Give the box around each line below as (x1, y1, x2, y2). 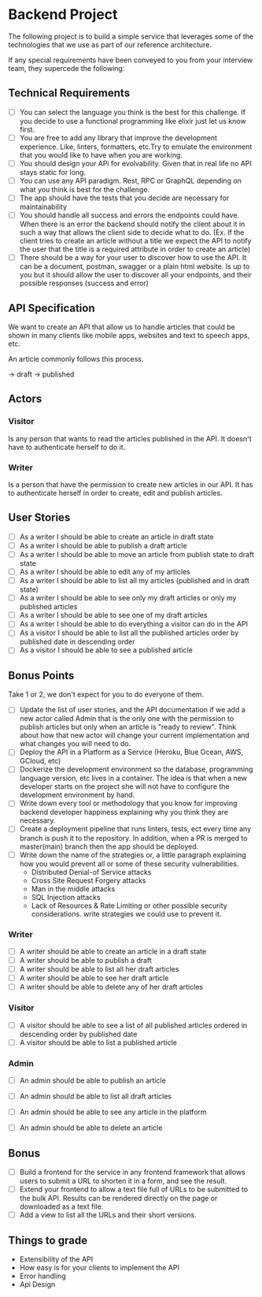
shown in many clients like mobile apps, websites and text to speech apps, (8, 331, 250, 340)
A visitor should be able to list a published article (19, 1038, 177, 1047)
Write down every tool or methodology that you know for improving (19, 798, 238, 808)
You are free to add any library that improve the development (19, 132, 218, 143)
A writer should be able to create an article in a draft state (19, 946, 207, 956)
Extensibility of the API (19, 1254, 94, 1264)
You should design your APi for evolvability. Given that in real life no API (19, 158, 252, 168)
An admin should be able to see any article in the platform (19, 1107, 207, 1117)
